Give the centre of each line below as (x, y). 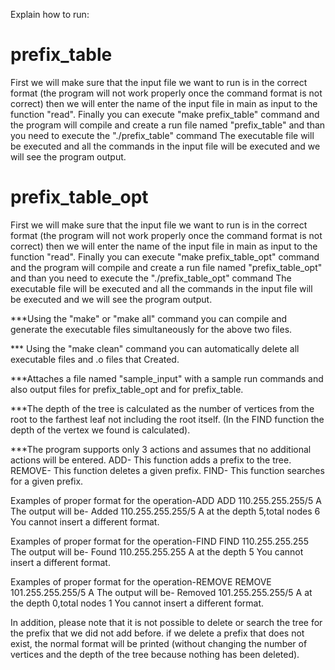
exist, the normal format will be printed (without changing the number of (159, 643)
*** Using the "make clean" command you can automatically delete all (155, 348)
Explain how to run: (50, 14)
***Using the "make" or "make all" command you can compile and (149, 318)
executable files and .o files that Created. (95, 359)
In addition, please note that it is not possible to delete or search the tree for (166, 622)
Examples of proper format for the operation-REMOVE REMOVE (141, 581)
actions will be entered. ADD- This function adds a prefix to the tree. (151, 460)
